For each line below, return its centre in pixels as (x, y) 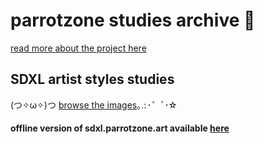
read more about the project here (78, 48)
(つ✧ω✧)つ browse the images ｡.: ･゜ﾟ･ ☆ (94, 105)
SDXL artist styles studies (92, 79)
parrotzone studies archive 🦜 (133, 20)
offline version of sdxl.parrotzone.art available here (120, 128)
